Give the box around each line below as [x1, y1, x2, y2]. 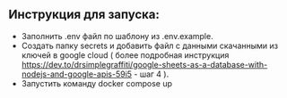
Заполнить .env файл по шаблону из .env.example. [21, 30, 213, 41]
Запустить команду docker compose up [21, 78, 172, 88]
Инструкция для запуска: [8, 7, 161, 22]
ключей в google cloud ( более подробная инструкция [21, 49, 230, 61]
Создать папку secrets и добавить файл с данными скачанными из [21, 40, 279, 51]
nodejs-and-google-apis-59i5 [21, 69, 132, 79]
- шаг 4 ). [133, 69, 170, 79]
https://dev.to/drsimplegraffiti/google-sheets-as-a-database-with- [21, 59, 268, 69]
